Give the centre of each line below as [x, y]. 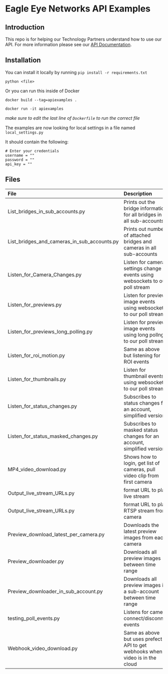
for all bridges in [143, 214]
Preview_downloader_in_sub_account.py [55, 591]
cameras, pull [139, 469]
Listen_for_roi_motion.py [36, 355]
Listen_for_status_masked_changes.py [53, 436]
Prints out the [139, 202]
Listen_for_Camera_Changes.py [44, 274]
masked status [141, 430]
